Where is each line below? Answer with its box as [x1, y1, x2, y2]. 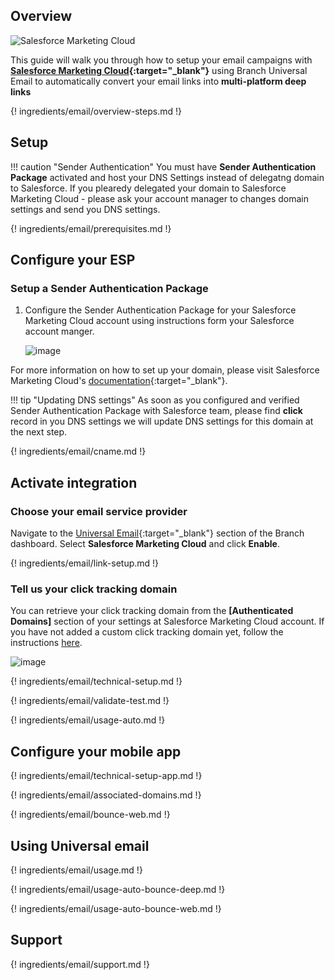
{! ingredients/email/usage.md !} [10, 864, 143, 876]
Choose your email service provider [10, 504, 188, 518]
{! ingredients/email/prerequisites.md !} [10, 222, 172, 234]
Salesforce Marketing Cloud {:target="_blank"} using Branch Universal [10, 64, 308, 76]
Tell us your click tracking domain [10, 582, 178, 596]
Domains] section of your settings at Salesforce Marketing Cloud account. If [10, 615, 325, 628]
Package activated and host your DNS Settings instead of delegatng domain [10, 171, 325, 183]
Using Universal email [10, 837, 150, 854]
